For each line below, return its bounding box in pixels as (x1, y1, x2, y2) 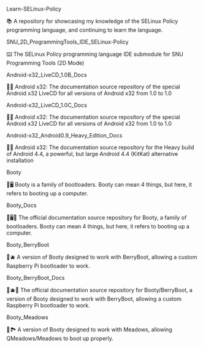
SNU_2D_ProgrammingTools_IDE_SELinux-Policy (6, 38, 129, 45)
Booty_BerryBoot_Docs (6, 274, 65, 281)
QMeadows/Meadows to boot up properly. (6, 334, 113, 342)
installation (6, 157, 34, 164)
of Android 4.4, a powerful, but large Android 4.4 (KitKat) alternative (6, 150, 178, 157)
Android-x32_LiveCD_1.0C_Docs (6, 101, 88, 109)
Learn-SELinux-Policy (6, 6, 61, 12)
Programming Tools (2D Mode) (6, 60, 85, 66)
